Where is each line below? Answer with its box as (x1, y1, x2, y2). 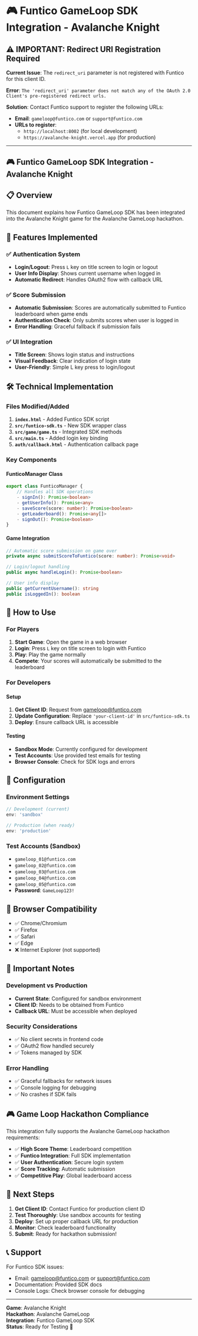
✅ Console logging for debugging (14, 1084, 97, 1091)
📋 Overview (6, 190, 53, 200)
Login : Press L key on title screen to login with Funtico (14, 645, 146, 652)
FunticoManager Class (6, 470, 63, 477)
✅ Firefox (14, 926, 38, 933)
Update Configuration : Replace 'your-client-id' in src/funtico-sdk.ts (14, 712, 190, 719)
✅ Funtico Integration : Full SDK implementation (14, 1152, 131, 1159)
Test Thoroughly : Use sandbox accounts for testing (14, 1211, 141, 1218)
